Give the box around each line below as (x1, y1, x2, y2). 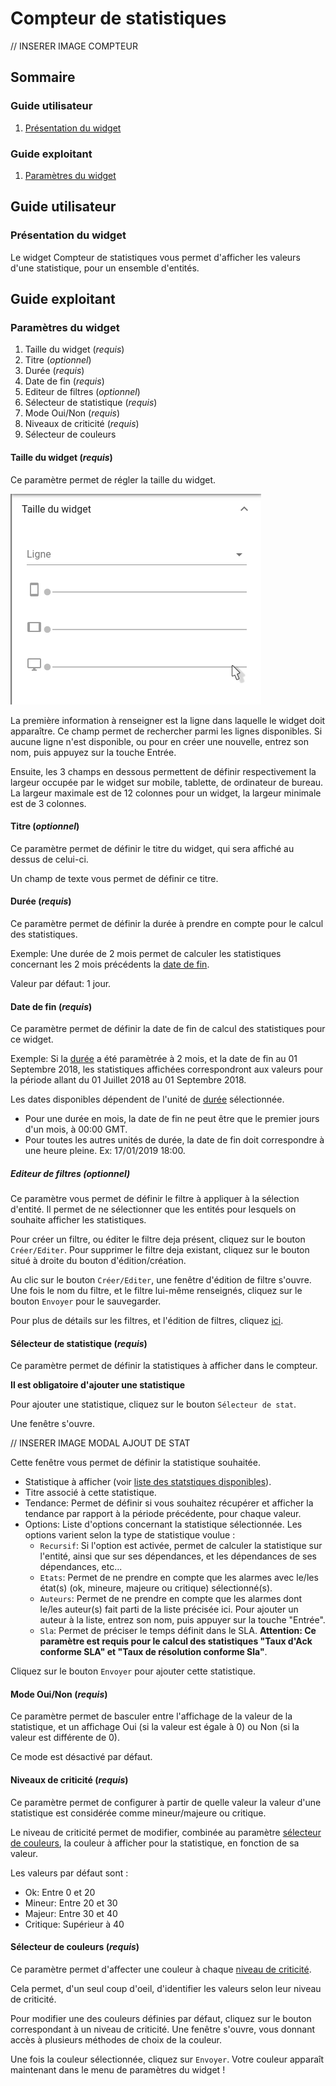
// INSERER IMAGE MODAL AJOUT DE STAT (10, 1437, 191, 1449)
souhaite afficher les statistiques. (10, 1214, 147, 1226)
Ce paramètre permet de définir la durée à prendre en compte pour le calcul (10, 917, 324, 929)
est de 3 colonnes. (10, 797, 87, 809)
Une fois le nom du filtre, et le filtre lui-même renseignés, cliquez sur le (10, 1285, 303, 1297)
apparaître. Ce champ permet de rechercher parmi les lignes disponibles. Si (10, 725, 323, 737)
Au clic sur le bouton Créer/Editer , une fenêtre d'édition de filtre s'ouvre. (10, 1274, 312, 1286)
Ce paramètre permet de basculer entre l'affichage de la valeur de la (10, 1710, 293, 1722)
